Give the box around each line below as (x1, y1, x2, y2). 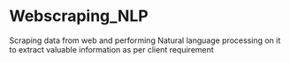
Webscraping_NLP (9, 6, 149, 26)
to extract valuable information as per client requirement (9, 44, 214, 54)
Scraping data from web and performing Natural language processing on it (9, 35, 281, 45)
